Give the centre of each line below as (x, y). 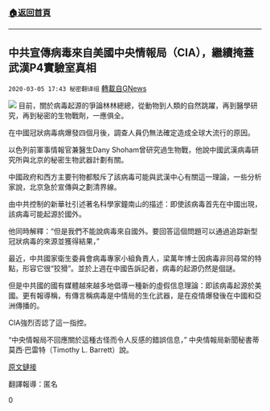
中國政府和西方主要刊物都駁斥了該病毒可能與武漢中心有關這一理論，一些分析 (135, 177)
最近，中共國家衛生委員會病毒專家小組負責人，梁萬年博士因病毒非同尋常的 (131, 258)
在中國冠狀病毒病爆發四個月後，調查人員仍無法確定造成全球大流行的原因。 (131, 133)
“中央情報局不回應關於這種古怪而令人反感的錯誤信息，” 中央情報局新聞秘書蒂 (134, 340)
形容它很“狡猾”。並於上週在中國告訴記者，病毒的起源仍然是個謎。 (131, 269)
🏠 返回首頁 (30, 12)
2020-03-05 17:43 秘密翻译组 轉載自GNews (78, 88)
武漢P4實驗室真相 (52, 67)
